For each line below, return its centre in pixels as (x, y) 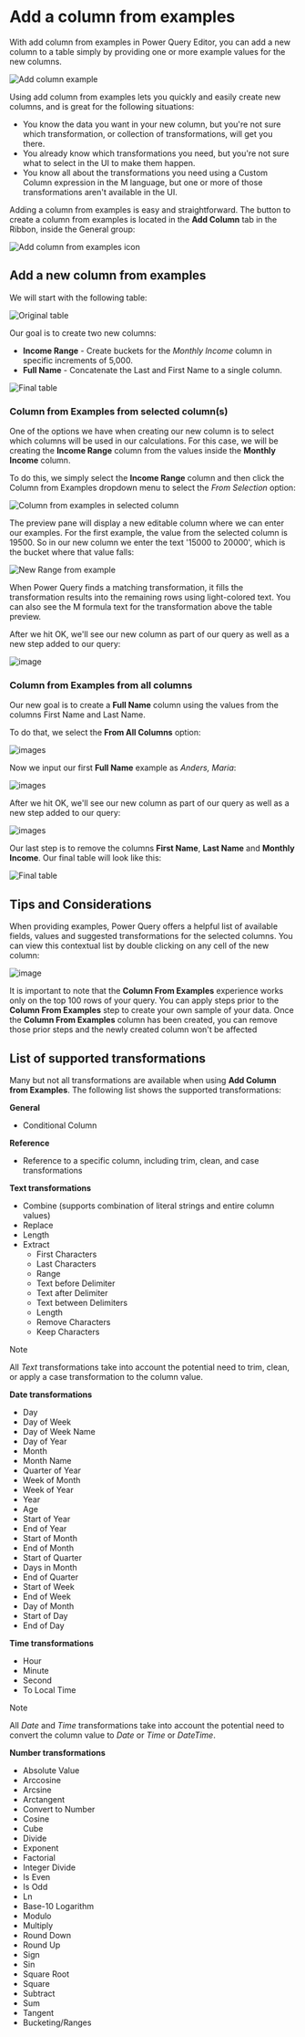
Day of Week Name (59, 1431)
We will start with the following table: (78, 298)
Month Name (47, 1460)
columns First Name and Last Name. (77, 715)
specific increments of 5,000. (78, 360)
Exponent (41, 1848)
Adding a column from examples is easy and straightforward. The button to (150, 209)
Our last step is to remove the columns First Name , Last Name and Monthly (152, 848)
